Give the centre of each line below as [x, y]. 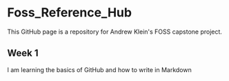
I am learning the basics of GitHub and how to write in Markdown [99, 69]
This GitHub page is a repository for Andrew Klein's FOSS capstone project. [115, 32]
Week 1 [23, 53]
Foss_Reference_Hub [70, 13]
